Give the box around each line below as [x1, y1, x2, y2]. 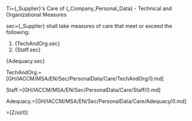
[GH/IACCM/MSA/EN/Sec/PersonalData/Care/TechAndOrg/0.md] [6, 75, 164, 82]
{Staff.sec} [14, 46, 41, 53]
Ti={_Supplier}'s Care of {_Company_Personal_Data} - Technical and [6, 5, 172, 12]
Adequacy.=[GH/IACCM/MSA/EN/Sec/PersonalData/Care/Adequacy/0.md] [6, 98, 187, 105]
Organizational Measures [6, 11, 67, 18]
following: [6, 29, 30, 36]
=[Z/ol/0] [6, 109, 28, 116]
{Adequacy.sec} [6, 58, 45, 64]
